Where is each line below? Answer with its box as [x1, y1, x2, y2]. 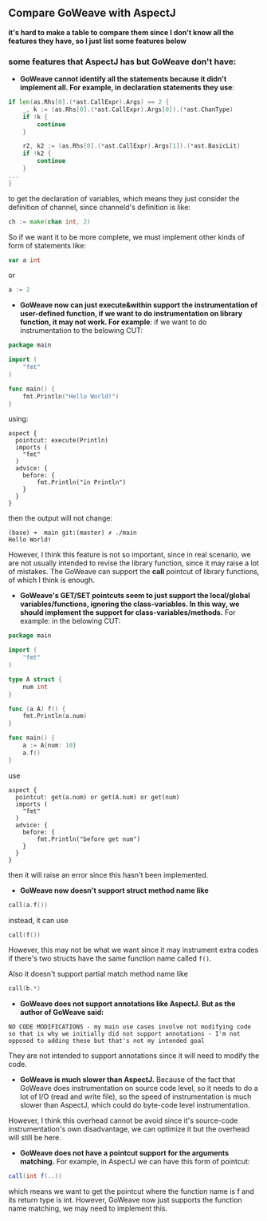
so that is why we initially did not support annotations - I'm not [8, 1030, 241, 1038]
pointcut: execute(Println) [15, 437, 109, 445]
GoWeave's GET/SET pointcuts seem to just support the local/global [19, 591, 251, 601]
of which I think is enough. [8, 575, 96, 585]
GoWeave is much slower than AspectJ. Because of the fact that [19, 1075, 236, 1084]
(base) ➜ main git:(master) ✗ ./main [8, 529, 137, 537]
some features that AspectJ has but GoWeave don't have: [8, 56, 237, 67]
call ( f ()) [8, 930, 41, 939]
